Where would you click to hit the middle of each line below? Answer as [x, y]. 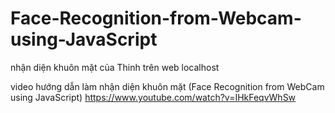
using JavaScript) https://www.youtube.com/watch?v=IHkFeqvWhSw [153, 97]
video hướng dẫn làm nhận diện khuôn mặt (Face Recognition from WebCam [167, 86]
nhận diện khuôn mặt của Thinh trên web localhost [115, 67]
